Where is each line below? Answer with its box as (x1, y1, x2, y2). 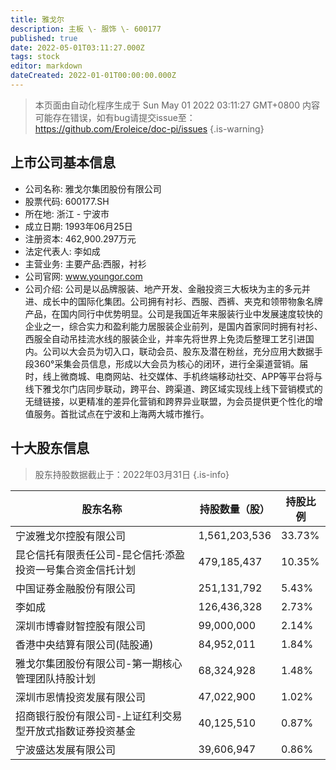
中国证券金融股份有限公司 (15, 581, 137, 595)
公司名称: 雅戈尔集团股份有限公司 (24, 182, 162, 195)
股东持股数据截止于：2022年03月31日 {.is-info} (34, 468, 230, 480)
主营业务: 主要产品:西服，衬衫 (24, 257, 147, 270)
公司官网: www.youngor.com (24, 270, 143, 282)
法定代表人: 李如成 (24, 245, 101, 257)
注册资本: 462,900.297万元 (24, 232, 137, 245)
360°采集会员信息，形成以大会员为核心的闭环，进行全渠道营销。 (33, 357, 300, 370)
